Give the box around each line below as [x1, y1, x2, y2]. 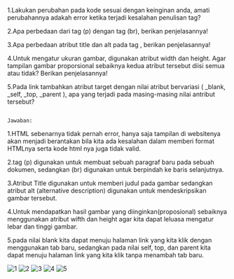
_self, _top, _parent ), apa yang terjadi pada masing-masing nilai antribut [7, 90, 216, 98]
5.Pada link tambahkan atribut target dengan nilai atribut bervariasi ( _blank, [7, 83, 226, 90]
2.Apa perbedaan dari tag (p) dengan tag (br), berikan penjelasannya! [7, 27, 209, 35]
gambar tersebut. [7, 194, 57, 202]
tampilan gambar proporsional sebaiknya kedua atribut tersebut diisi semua [7, 62, 226, 69]
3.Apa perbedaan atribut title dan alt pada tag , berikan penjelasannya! [7, 41, 211, 48]
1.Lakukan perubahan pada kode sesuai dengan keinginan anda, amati [7, 6, 210, 14]
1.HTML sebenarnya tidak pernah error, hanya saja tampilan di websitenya [7, 130, 221, 137]
